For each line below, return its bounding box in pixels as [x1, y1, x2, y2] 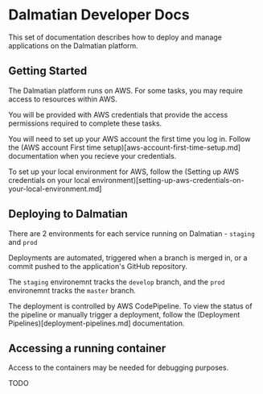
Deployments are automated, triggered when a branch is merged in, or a [8, 252, 248, 263]
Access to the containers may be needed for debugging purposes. [8, 363, 229, 372]
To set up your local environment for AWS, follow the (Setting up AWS [8, 167, 240, 176]
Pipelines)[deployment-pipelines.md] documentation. [8, 318, 185, 328]
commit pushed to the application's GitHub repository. [8, 261, 187, 271]
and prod [8, 237, 38, 247]
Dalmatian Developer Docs [8, 6, 191, 24]
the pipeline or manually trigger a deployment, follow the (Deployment [8, 309, 240, 319]
